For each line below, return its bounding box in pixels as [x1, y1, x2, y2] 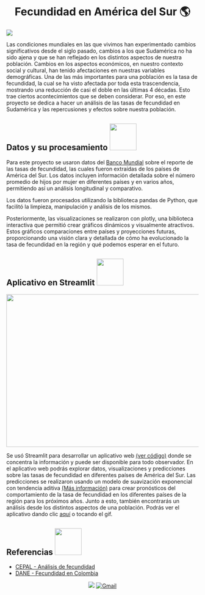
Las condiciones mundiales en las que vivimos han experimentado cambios [6, 40, 196, 48]
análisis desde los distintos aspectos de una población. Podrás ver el [6, 503, 180, 511]
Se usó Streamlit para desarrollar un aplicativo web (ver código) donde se [6, 451, 192, 459]
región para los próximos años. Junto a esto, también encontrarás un [6, 497, 180, 505]
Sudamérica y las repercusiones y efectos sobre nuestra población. [6, 105, 176, 113]
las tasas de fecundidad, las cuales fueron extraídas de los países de [6, 165, 180, 172]
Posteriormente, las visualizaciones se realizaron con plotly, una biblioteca [6, 214, 194, 222]
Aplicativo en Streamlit [6, 277, 95, 288]
